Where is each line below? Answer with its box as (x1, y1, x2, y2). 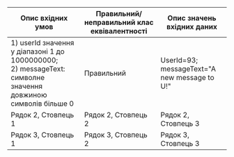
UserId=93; (160, 56, 198, 65)
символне (10, 73, 45, 82)
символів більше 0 (10, 99, 75, 108)
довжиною (10, 90, 47, 99)
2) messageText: (10, 64, 65, 74)
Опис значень (167, 13, 217, 23)
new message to (160, 73, 214, 82)
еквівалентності (90, 26, 148, 35)
